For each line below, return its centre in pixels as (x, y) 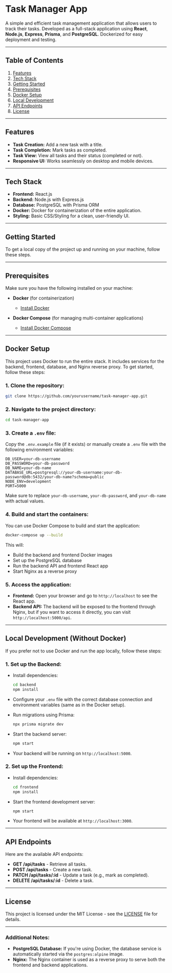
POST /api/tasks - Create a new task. (52, 870)
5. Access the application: (38, 585)
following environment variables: (40, 450)
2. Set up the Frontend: (34, 766)
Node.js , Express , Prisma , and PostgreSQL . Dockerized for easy (74, 34)
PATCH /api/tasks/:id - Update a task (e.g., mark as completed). (81, 875)
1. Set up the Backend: (34, 664)
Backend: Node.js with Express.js (48, 200)
